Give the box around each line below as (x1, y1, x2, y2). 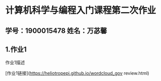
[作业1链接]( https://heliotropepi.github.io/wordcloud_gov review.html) (5, 70, 149, 76)
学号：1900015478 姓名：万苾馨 (5, 26, 107, 35)
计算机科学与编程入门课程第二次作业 (5, 5, 156, 16)
